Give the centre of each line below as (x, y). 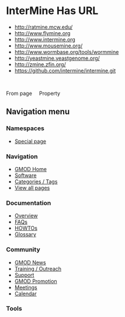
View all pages (32, 188)
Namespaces (25, 128)
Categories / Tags (36, 181)
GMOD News (30, 263)
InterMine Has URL (52, 11)
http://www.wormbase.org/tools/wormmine (67, 52)
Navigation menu (38, 112)
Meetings (26, 287)
